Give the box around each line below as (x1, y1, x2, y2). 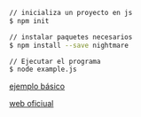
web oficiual (9, 98, 54, 109)
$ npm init (9, 16, 50, 26)
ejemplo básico (9, 81, 66, 92)
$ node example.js (9, 65, 77, 74)
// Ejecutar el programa (9, 57, 101, 66)
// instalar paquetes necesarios (9, 32, 133, 42)
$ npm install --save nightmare (9, 41, 129, 50)
